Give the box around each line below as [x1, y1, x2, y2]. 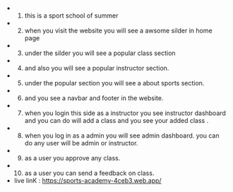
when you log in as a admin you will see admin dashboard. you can [24, 131, 220, 140]
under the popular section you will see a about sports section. [24, 79, 205, 87]
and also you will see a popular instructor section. [24, 64, 169, 72]
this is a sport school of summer [24, 11, 119, 20]
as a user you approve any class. [24, 154, 121, 162]
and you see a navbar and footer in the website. [24, 94, 164, 102]
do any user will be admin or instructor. [24, 139, 138, 147]
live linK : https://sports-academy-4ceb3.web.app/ [13, 176, 162, 184]
